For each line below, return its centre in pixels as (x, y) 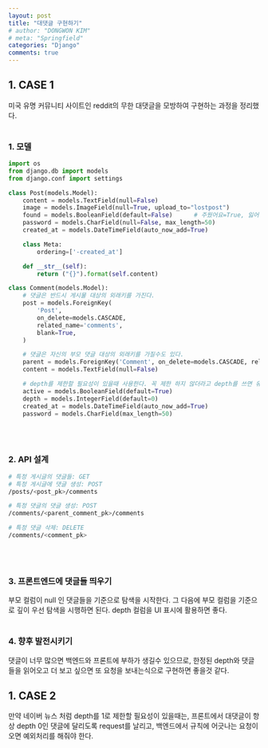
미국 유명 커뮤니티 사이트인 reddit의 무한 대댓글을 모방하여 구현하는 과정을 (123, 105)
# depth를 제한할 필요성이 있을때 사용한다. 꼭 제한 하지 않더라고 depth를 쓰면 (138, 384)
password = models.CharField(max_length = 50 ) (98, 414)
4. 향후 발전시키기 (41, 642)
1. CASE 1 (31, 85)
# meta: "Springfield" (46, 38)
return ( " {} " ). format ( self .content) (98, 274)
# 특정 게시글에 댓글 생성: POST (55, 484)
